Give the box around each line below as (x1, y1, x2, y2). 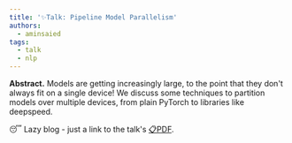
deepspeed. (9, 107, 53, 117)
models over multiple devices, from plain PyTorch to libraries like (9, 97, 245, 107)
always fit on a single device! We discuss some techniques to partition (9, 87, 265, 98)
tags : (9, 37, 29, 47)
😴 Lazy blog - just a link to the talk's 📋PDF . (9, 124, 174, 134)
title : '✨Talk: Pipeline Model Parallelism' (9, 12, 178, 22)
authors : (9, 21, 42, 30)
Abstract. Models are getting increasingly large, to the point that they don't (9, 79, 283, 88)
